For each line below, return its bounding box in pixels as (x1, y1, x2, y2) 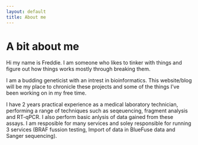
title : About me (6, 14, 46, 20)
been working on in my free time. (6, 89, 87, 96)
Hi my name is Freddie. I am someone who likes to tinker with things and (6, 59, 182, 66)
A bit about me (6, 40, 80, 53)
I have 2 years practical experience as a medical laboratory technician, (6, 101, 178, 108)
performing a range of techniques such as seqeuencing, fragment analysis (6, 107, 188, 114)
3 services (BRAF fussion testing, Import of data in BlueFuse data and (6, 126, 176, 133)
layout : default (6, 8, 46, 15)
